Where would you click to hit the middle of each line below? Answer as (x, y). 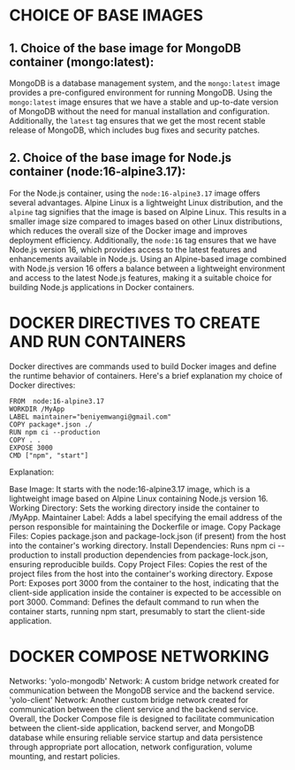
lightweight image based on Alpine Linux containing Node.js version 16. (139, 498)
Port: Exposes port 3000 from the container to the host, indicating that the (144, 583)
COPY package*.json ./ (51, 424)
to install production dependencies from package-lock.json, (159, 555)
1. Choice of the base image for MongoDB (125, 48)
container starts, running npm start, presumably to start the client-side (137, 611)
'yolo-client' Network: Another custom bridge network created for (129, 699)
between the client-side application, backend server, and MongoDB (132, 728)
